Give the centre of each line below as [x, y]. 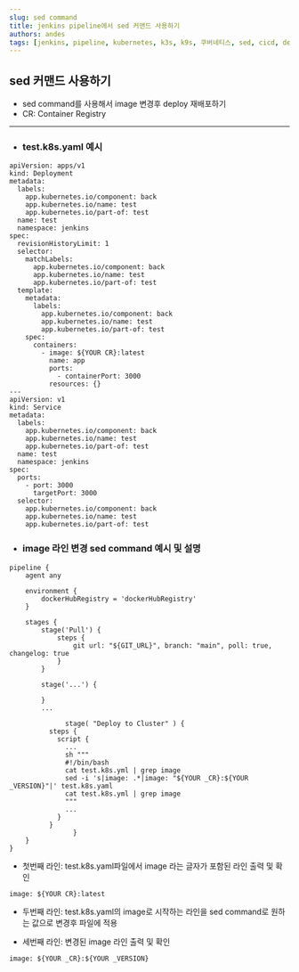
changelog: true [39, 653]
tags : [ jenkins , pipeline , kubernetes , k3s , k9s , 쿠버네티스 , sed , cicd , [144, 42]
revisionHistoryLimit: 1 [63, 244]
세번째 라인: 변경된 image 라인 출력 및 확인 [96, 942]
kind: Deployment [41, 174]
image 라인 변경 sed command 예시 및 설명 [112, 549]
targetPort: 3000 [65, 494]
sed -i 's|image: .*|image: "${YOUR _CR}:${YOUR [157, 778]
